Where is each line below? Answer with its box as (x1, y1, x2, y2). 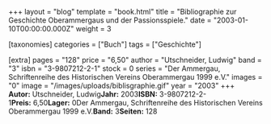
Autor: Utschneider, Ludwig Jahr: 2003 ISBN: (8, 89, 158, 99)
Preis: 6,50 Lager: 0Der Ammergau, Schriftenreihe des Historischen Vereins (11, 98, 263, 107)
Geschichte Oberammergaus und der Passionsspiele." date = (8, 15, 212, 25)
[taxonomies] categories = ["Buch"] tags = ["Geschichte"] (8, 39, 202, 49)
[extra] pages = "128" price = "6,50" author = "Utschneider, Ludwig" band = (8, 56, 263, 64)
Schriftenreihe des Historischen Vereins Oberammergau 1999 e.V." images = (8, 72, 263, 81)
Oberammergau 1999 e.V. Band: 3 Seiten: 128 (8, 106, 158, 116)
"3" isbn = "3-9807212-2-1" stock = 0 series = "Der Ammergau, (8, 64, 221, 73)
